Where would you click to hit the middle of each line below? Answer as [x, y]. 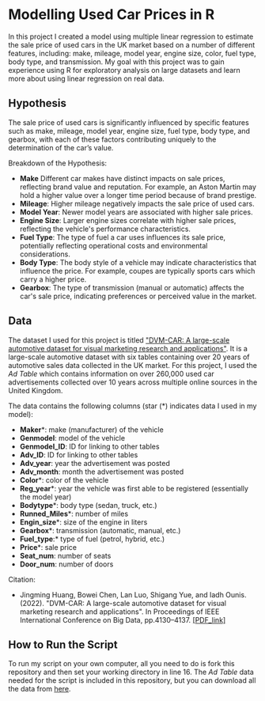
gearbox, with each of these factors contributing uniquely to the [112, 139]
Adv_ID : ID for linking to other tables [79, 455]
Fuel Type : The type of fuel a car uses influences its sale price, [123, 237]
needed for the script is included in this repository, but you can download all [132, 680]
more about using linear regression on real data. [86, 78]
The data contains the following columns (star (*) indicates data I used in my [132, 406]
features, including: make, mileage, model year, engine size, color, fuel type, [132, 53]
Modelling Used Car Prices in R [112, 15]
